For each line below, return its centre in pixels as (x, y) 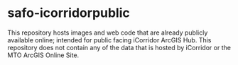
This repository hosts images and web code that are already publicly (108, 32)
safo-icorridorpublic (69, 13)
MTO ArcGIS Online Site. (43, 55)
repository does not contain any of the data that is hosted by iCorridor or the (119, 47)
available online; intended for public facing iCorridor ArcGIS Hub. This (109, 40)
